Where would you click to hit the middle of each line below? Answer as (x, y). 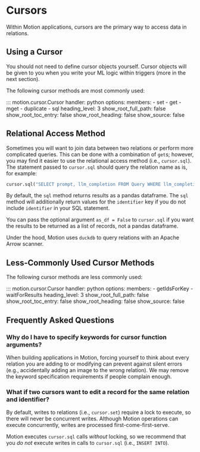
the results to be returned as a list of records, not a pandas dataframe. (92, 226)
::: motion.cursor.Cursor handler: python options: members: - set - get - (94, 102)
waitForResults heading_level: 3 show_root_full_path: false (78, 295)
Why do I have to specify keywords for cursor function (86, 337)
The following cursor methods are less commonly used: (74, 277)
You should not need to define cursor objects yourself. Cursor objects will (96, 66)
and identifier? (28, 399)
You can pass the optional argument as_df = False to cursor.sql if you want (100, 220)
